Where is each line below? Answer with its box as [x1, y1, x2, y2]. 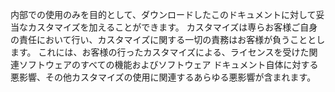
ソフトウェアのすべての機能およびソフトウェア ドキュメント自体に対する [18, 59, 319, 70]
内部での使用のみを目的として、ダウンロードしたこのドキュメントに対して [10, 9, 317, 20]
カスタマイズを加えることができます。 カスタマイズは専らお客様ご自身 [27, 21, 318, 33]
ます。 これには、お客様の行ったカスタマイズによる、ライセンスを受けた [10, 46, 310, 58]
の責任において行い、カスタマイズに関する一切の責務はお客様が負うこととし [10, 34, 326, 45]
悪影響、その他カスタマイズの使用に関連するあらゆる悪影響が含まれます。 [10, 71, 317, 83]
